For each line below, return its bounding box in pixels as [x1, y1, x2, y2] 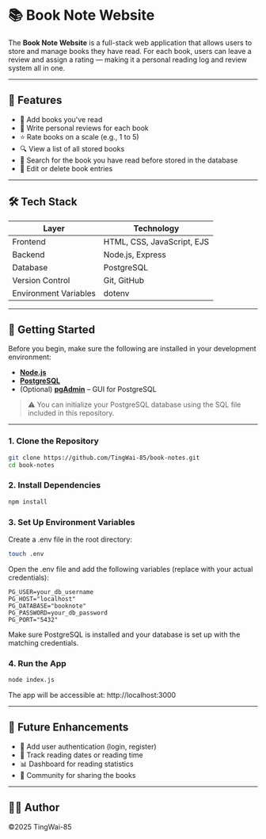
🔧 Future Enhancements [8, 721, 129, 734]
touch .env [8, 550, 44, 557]
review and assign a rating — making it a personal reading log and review [8, 55, 248, 64]
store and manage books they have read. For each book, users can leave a [8, 46, 252, 56]
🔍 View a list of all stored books [19, 144, 125, 153]
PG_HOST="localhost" [8, 595, 77, 603]
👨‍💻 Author [8, 801, 60, 814]
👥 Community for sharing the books [19, 770, 136, 780]
